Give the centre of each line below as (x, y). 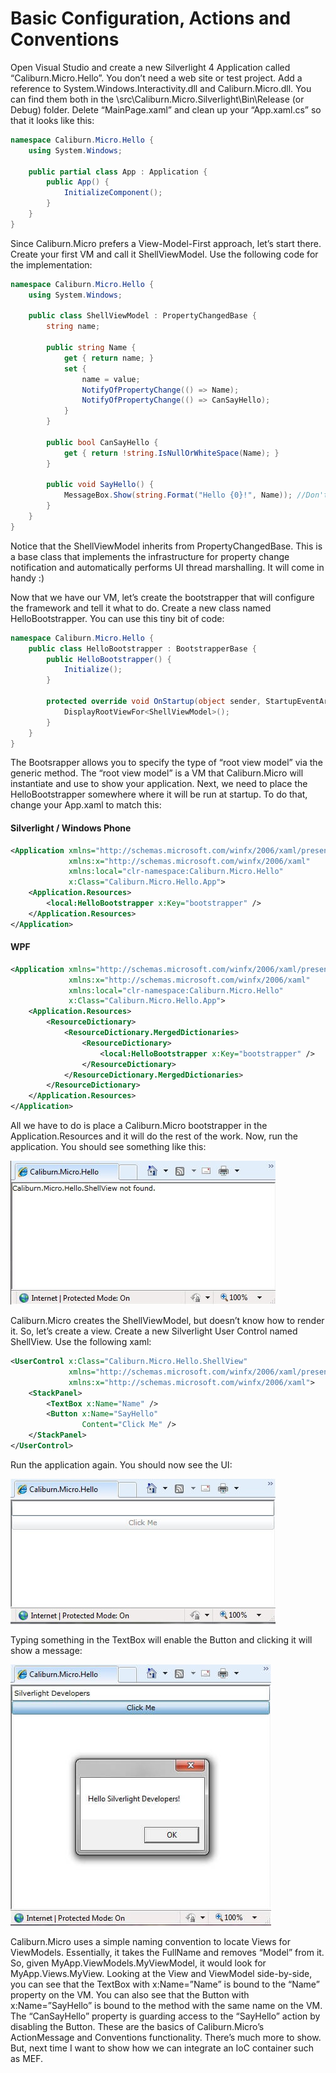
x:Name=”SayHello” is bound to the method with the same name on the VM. (166, 2005)
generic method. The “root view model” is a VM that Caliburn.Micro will (157, 773)
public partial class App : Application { (118, 172)
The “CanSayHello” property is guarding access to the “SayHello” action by (165, 2016)
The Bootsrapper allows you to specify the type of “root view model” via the (166, 763)
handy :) (27, 578)
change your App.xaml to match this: (86, 805)
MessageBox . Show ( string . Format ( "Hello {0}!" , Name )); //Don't (196, 495)
